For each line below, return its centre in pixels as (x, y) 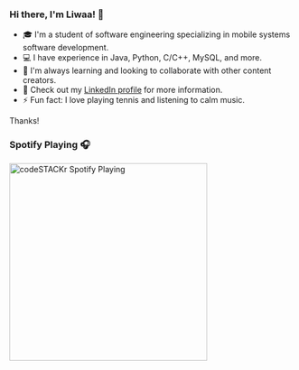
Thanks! (24, 121)
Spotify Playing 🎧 (50, 145)
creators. (39, 80)
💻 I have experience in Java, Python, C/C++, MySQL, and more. (142, 58)
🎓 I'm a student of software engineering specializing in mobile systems (156, 34)
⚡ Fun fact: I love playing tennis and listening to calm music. (134, 100)
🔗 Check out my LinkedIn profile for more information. (122, 90)
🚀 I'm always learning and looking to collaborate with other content (147, 70)
